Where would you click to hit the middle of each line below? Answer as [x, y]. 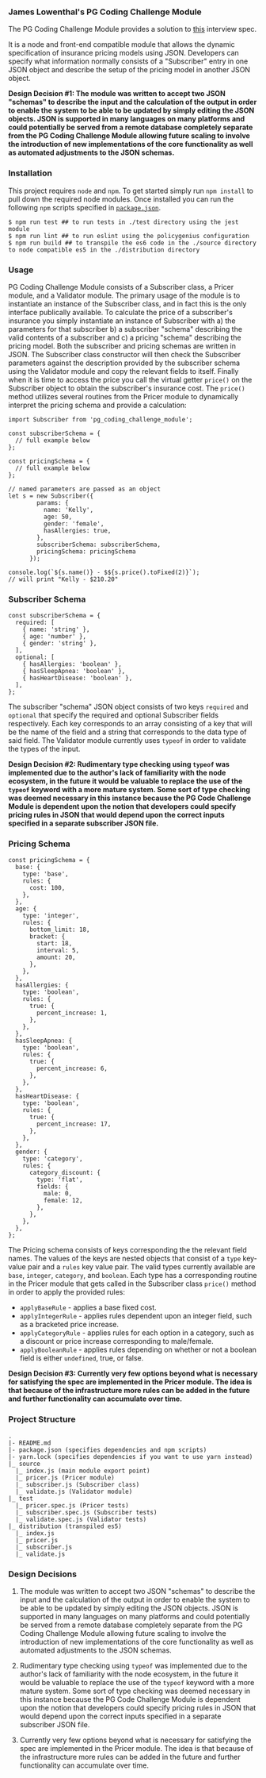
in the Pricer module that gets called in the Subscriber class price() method [132, 1283]
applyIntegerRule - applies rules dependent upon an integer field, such [135, 1316]
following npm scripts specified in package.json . [84, 207]
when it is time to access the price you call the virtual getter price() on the [130, 379]
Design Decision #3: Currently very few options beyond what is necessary [133, 1374]
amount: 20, [57, 958]
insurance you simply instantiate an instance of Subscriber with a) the [122, 321]
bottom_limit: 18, [59, 930]
